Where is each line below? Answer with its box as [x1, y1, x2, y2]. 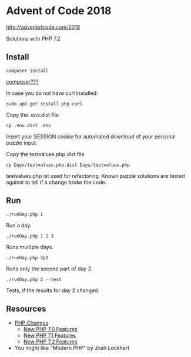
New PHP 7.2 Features [23, 338, 78, 345]
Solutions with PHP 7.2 [6, 35, 61, 42]
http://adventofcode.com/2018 [6, 24, 81, 31]
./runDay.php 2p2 [6, 254, 49, 260]
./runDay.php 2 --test [6, 276, 62, 282]
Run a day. [6, 222, 32, 229]
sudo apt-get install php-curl [6, 101, 83, 107]
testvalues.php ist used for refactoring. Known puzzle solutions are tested [6, 172, 185, 179]
